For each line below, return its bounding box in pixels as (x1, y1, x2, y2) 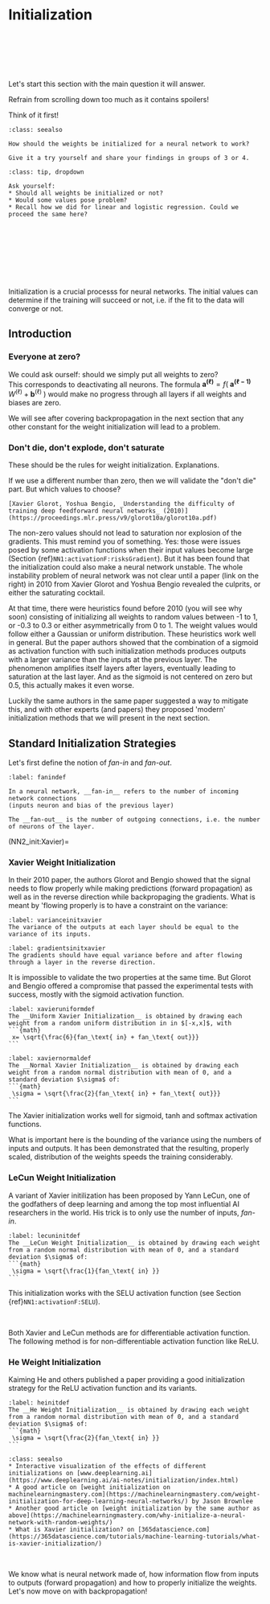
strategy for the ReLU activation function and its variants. (8, 1383, 198, 1392)
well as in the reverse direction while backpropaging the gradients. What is (8, 892, 256, 902)
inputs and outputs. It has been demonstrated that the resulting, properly (8, 1144, 249, 1154)
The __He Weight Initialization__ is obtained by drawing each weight (8, 1405, 250, 1413)
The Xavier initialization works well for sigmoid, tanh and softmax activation (8, 1111, 258, 1121)
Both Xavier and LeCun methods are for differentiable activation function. (8, 1327, 251, 1337)
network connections (8, 795, 78, 803)
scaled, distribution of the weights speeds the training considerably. (8, 1152, 233, 1162)
